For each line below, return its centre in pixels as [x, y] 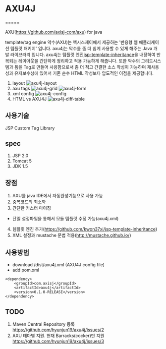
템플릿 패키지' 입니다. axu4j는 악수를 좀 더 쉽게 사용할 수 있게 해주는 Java [81, 48]
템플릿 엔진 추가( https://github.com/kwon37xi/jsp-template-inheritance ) [85, 229]
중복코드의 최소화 [29, 202]
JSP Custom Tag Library [30, 128]
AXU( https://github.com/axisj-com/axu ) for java [54, 32]
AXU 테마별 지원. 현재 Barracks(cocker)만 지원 [58, 336]
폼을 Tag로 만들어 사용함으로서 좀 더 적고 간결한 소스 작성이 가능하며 [80, 67]
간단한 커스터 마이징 [31, 208]
